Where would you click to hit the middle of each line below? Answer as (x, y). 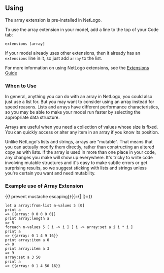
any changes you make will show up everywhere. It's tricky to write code (79, 158)
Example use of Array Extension (44, 186)
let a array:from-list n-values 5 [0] (45, 206)
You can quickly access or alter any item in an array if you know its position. (82, 132)
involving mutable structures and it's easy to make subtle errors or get (76, 163)
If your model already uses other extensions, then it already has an (73, 53)
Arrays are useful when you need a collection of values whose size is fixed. (82, 127)
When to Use (21, 86)
